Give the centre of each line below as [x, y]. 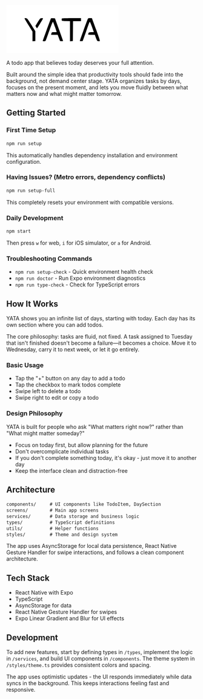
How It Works [32, 304]
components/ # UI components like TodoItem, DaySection [84, 505]
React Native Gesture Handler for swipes [66, 612]
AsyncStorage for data [43, 606]
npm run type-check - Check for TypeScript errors [77, 285]
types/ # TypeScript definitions [61, 523]
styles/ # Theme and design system [62, 535]
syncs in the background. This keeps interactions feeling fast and [88, 683]
